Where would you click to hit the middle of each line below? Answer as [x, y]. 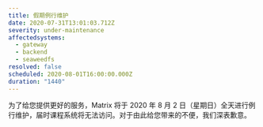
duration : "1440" [37, 81]
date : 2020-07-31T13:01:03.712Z [61, 23]
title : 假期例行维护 [38, 15]
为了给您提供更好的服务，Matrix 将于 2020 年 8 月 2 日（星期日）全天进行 [129, 105]
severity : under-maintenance [56, 30]
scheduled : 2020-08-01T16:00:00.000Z [71, 74]
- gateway [31, 45]
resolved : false [35, 67]
